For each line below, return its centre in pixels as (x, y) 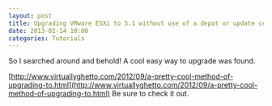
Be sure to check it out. (151, 94)
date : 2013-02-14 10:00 (49, 31)
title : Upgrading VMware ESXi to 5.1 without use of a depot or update (132, 23)
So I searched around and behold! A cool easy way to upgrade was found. (132, 61)
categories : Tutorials (47, 38)
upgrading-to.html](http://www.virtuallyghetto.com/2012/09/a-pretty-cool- (133, 85)
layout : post (30, 16)
